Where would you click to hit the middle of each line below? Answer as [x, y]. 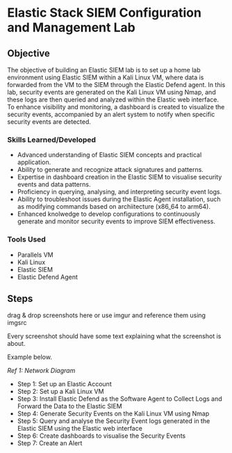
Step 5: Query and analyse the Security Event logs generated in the [114, 421]
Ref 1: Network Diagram [41, 371]
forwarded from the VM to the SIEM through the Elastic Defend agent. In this [116, 85]
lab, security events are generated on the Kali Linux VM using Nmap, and [112, 92]
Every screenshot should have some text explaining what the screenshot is [114, 336]
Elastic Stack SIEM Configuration [104, 13]
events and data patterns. [54, 184]
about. [16, 344]
